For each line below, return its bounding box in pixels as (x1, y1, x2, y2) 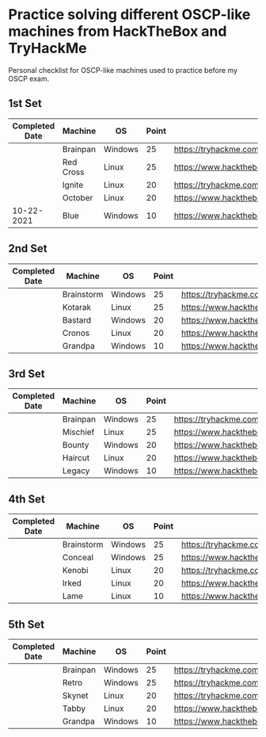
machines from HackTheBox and (8, 22, 227, 40)
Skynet (62, 690, 89, 701)
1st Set (8, 97, 42, 110)
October (62, 192, 93, 203)
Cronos (62, 327, 90, 338)
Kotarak (62, 301, 92, 312)
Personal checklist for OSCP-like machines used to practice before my (8, 65, 238, 74)
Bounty (62, 440, 89, 451)
